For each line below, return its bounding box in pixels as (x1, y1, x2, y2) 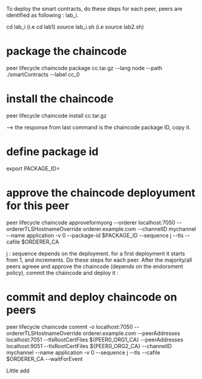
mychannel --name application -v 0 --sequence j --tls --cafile (6, 349, 160, 356)
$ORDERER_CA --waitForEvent (6, 355, 83, 362)
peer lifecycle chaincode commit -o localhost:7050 (6, 323, 133, 330)
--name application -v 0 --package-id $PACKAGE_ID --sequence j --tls (6, 232, 184, 239)
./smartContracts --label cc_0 (6, 71, 80, 78)
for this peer (6, 199, 70, 212)
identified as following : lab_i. (6, 11, 79, 19)
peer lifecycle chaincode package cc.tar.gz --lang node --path (6, 64, 163, 71)
